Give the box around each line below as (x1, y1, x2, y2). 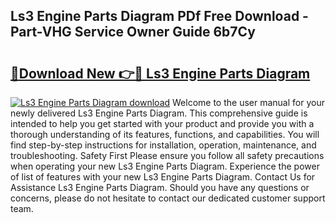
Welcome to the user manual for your (172, 97, 325, 108)
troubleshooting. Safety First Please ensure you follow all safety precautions (10, 150, 325, 161)
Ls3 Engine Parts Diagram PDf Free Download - (10, 8, 309, 25)
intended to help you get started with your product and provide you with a (10, 118, 315, 129)
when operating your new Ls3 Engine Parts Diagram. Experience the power (10, 160, 320, 172)
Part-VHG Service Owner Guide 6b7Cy (10, 24, 256, 41)
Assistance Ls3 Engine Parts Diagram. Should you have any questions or (10, 182, 310, 193)
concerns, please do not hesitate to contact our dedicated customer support (10, 192, 326, 204)
